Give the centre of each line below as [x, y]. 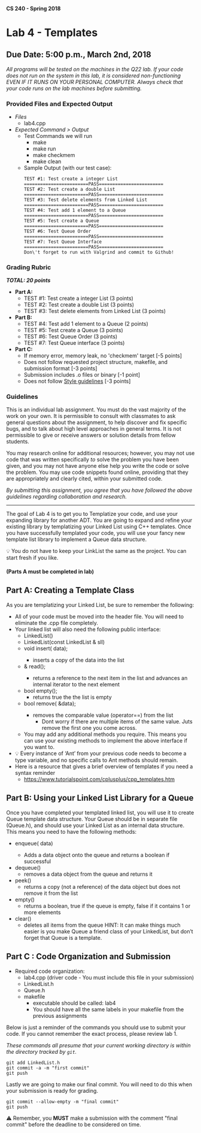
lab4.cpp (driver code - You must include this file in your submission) [109, 977]
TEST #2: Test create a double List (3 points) [79, 305]
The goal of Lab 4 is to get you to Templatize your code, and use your [92, 514]
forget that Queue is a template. [63, 937]
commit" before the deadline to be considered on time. [74, 1124]
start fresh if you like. [32, 558]
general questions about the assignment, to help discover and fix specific [97, 422]
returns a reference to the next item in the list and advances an [110, 678]
